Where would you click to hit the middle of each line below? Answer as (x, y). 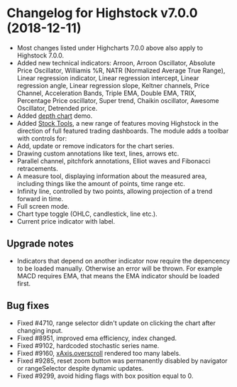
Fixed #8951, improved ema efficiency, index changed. (97, 338)
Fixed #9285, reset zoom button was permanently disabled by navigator (122, 361)
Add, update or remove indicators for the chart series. (95, 146)
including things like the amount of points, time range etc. (101, 183)
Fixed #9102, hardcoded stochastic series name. (88, 345)
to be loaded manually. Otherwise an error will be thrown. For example (120, 268)
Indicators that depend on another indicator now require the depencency (123, 261)
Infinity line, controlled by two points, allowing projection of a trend (115, 191)
